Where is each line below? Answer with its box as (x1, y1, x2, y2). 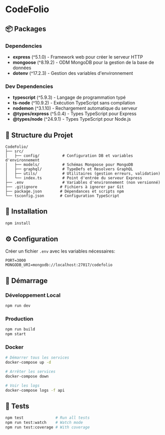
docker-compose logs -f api (5, 388, 65, 393)
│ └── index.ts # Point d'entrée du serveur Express (5, 175, 143, 180)
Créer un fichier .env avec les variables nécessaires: (5, 248, 116, 254)
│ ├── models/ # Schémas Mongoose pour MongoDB (5, 162, 133, 167)
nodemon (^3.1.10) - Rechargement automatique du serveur (12, 105, 137, 112)
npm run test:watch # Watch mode (5, 420, 83, 425)
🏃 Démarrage (5, 276, 48, 285)
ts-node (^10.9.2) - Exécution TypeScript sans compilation (12, 100, 135, 106)
